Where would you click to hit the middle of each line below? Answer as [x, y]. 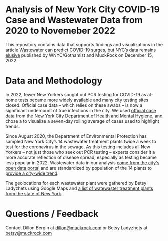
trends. [13, 126]
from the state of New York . [34, 193]
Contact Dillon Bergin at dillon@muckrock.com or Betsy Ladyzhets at [76, 228]
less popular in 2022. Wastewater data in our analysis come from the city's [82, 163]
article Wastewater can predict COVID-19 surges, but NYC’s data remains [81, 50]
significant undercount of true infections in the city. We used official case [81, 110]
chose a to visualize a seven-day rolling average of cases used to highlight [82, 121]
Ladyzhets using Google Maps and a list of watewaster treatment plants [79, 188]
